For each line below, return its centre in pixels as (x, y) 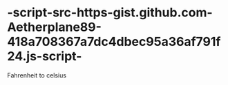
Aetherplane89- (55, 27)
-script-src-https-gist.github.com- (110, 13)
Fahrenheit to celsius (37, 75)
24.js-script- (45, 57)
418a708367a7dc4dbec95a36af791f (114, 42)
